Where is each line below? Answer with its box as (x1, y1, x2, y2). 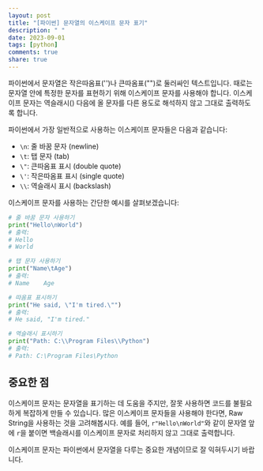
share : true (8, 56, 47, 64)
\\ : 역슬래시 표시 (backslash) (19, 181, 112, 190)
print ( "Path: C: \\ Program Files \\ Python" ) (8, 337, 150, 345)
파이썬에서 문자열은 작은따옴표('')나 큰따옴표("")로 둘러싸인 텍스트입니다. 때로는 (8, 78, 253, 88)
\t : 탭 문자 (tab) (19, 151, 70, 160)
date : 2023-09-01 (8, 33, 66, 42)
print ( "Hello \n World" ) (8, 220, 83, 229)
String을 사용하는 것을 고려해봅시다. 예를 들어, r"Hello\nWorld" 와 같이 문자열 (8, 418, 247, 428)
